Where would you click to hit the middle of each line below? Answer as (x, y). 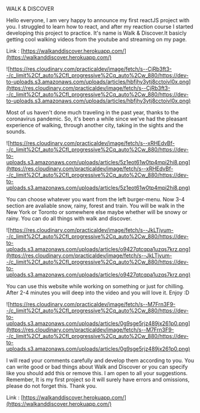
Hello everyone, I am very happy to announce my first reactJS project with (98, 20)
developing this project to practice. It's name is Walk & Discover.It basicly (96, 33)
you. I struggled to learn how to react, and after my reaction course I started (100, 27)
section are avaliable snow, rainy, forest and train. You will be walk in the (95, 206)
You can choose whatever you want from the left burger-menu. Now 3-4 (96, 199)
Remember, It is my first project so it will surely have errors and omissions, (98, 379)
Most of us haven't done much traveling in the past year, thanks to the (93, 112)
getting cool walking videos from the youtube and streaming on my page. (97, 39)
